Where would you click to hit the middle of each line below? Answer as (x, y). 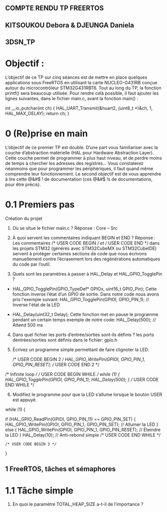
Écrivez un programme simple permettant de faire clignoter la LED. (81, 349)
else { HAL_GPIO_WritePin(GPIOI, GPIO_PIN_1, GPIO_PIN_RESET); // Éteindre (83, 429)
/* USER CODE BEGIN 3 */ (31, 444)
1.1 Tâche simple (39, 490)
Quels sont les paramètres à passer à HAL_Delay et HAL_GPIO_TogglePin (87, 274)
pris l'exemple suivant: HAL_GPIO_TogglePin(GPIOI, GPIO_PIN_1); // (81, 299)
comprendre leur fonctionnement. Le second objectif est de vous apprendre (83, 174)
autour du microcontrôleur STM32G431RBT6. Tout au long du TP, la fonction (83, 88)
